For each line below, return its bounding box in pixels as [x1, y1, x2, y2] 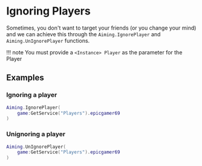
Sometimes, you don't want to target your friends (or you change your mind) [6, 24, 197, 31]
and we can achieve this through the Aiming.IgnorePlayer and [6, 30, 161, 37]
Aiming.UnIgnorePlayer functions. [6, 37, 90, 44]
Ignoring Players [6, 4, 91, 18]
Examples [6, 72, 44, 83]
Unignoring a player [6, 130, 66, 138]
